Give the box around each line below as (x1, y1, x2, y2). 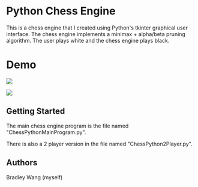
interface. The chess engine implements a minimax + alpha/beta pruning (6, 30, 186, 37)
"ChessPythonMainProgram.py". (6, 128, 86, 136)
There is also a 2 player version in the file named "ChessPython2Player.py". (6, 140, 193, 147)
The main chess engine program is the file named (6, 122, 129, 129)
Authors (6, 158, 38, 168)
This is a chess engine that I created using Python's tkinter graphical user (6, 24, 188, 31)
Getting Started (6, 106, 65, 117)
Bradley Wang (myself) (6, 173, 63, 181)
